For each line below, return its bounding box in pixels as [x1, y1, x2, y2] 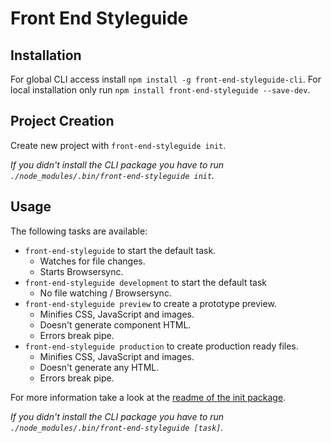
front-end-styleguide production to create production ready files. [24, 340, 299, 352]
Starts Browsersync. [39, 265, 124, 277]
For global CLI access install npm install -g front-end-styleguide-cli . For [10, 73, 322, 85]
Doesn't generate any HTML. [39, 361, 160, 373]
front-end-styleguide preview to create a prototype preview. [24, 297, 277, 309]
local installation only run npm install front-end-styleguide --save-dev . [10, 84, 311, 96]
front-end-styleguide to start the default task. [24, 244, 217, 256]
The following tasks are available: [10, 225, 148, 237]
